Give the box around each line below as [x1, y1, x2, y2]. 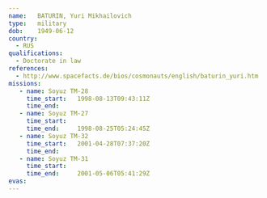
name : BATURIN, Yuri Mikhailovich [8, 11, 132, 20]
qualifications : [8, 49, 63, 57]
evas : [8, 177, 27, 186]
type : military [8, 19, 67, 27]
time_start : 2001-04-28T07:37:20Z [26, 139, 150, 148]
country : [8, 34, 38, 43]
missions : [8, 79, 42, 87]
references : [8, 65, 49, 73]
